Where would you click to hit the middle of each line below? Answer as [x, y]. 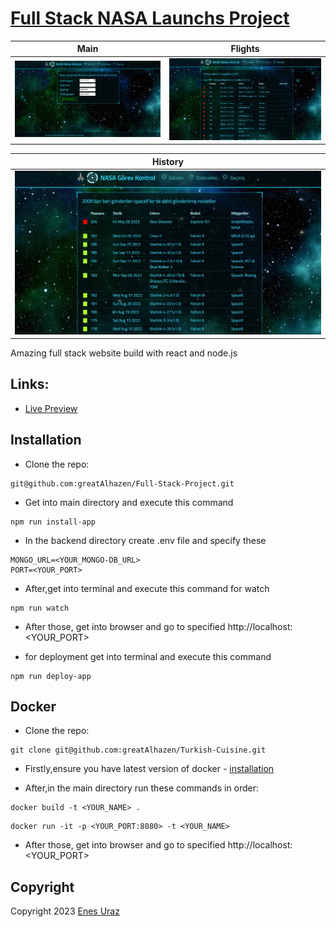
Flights [245, 49]
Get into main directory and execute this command [129, 502]
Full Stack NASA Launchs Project [150, 18]
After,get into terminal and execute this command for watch [147, 588]
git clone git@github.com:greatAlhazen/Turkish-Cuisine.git [138, 750]
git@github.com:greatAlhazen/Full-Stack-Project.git [122, 483]
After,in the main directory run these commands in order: [142, 788]
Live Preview [51, 408]
